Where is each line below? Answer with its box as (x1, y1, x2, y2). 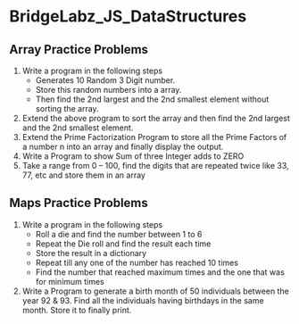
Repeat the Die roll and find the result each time (35, 238, 212, 249)
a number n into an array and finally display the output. (21, 141, 224, 152)
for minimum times (35, 276, 104, 287)
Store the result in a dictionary (35, 247, 147, 258)
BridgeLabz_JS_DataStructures (9, 6, 247, 27)
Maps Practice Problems (9, 195, 149, 211)
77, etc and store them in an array (21, 170, 145, 180)
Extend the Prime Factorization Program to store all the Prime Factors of (21, 132, 287, 142)
